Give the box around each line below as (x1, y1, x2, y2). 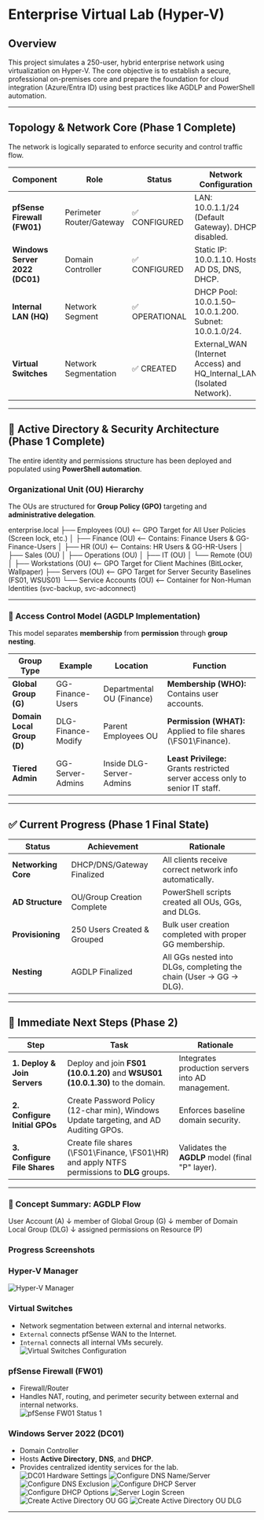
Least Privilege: (167, 753, 226, 764)
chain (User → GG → (162, 971, 239, 982)
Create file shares (67, 1137, 133, 1148)
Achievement (87, 841, 139, 852)
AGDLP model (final (178, 1151, 252, 1162)
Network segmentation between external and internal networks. (19, 1320, 226, 1330)
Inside (103, 758, 126, 769)
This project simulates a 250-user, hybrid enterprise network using (8, 57, 225, 67)
